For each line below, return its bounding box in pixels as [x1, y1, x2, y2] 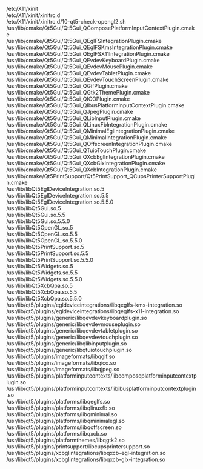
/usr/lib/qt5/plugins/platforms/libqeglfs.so [6, 398, 110, 405]
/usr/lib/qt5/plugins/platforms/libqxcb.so [6, 430, 107, 437]
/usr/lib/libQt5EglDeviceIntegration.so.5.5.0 [6, 198, 114, 205]
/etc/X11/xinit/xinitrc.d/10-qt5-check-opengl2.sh [6, 18, 126, 25]
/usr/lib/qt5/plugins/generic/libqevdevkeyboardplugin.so [6, 314, 147, 321]
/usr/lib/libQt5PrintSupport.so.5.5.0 [6, 256, 94, 263]
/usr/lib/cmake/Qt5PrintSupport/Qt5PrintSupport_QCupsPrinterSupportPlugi [6, 173, 196, 179]
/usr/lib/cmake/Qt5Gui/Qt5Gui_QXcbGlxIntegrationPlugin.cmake [6, 160, 165, 167]
